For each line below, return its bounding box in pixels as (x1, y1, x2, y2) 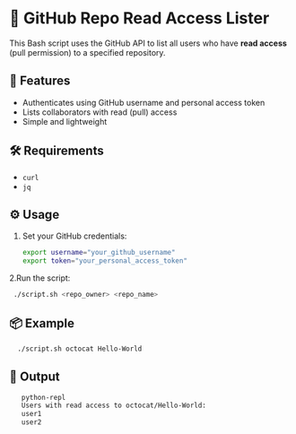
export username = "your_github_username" (22, 248, 176, 257)
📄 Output (9, 369, 60, 385)
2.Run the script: (9, 273, 71, 283)
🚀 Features (9, 74, 71, 89)
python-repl (21, 393, 66, 402)
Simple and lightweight (22, 116, 108, 126)
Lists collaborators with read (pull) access (22, 107, 178, 117)
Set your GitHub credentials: (22, 230, 127, 241)
